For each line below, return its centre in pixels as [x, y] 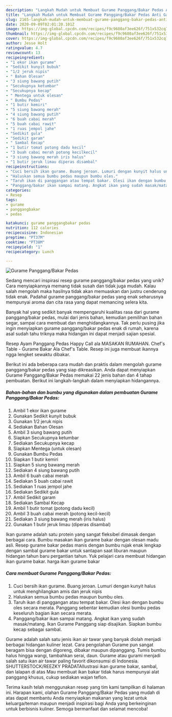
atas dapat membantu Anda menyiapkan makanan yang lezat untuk [77, 698]
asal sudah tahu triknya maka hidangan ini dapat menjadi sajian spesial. [81, 334]
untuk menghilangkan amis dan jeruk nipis [57, 591]
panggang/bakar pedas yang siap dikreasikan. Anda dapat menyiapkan [81, 370]
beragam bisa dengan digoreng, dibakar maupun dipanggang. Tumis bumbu [86, 650]
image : [13, 29]
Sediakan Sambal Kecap [39, 503]
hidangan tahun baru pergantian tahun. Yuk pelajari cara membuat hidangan [86, 556]
